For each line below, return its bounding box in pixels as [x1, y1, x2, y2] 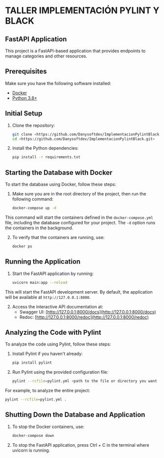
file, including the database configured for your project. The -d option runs [5, 219, 156, 225]
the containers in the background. [5, 225, 73, 231]
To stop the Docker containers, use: [12, 424, 85, 430]
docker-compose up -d [12, 206, 56, 211]
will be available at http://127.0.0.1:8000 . [5, 294, 91, 300]
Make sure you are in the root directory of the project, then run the [12, 191, 146, 197]
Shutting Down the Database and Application [5, 410, 145, 419]
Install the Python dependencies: [12, 145, 79, 151]
